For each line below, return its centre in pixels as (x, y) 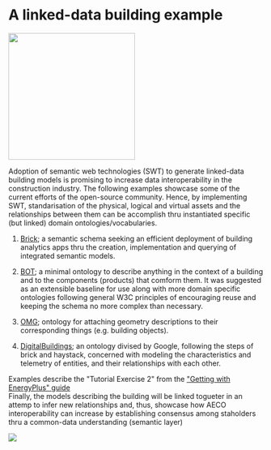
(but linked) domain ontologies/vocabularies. (83, 223)
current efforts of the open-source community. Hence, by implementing (128, 197)
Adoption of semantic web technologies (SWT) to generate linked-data (126, 171)
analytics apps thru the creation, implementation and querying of (128, 247)
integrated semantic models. (68, 255)
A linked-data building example (116, 15)
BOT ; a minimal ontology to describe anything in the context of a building (142, 271)
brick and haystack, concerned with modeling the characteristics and (135, 354)
